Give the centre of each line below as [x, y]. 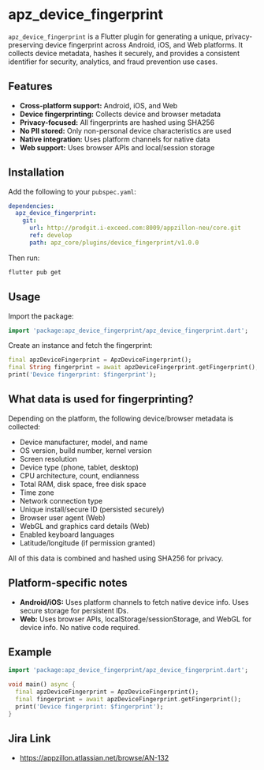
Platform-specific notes [68, 583]
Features [30, 87]
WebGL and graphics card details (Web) [84, 526]
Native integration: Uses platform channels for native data [115, 139]
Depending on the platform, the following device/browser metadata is [121, 418]
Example [30, 653]
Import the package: [41, 316]
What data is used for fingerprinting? [101, 400]
